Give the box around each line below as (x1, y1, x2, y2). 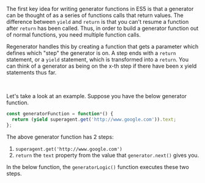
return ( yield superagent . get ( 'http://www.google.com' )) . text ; (12, 116, 176, 123)
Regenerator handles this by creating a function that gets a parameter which (6, 43, 199, 50)
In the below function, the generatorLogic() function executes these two (6, 163, 190, 170)
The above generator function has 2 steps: (6, 133, 114, 140)
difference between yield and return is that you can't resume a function (6, 18, 189, 25)
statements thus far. (6, 69, 57, 76)
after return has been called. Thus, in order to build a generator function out (6, 24, 199, 32)
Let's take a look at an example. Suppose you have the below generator (6, 93, 187, 99)
